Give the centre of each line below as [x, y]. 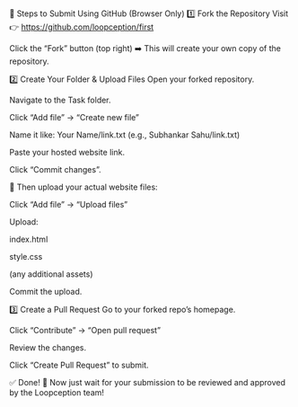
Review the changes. [48, 348]
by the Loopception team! [57, 393]
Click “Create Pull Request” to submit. [79, 365]
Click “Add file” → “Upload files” [69, 204]
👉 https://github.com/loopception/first [82, 27]
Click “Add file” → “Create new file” [74, 117]
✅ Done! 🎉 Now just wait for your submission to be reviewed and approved [147, 382]
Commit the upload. [46, 292]
